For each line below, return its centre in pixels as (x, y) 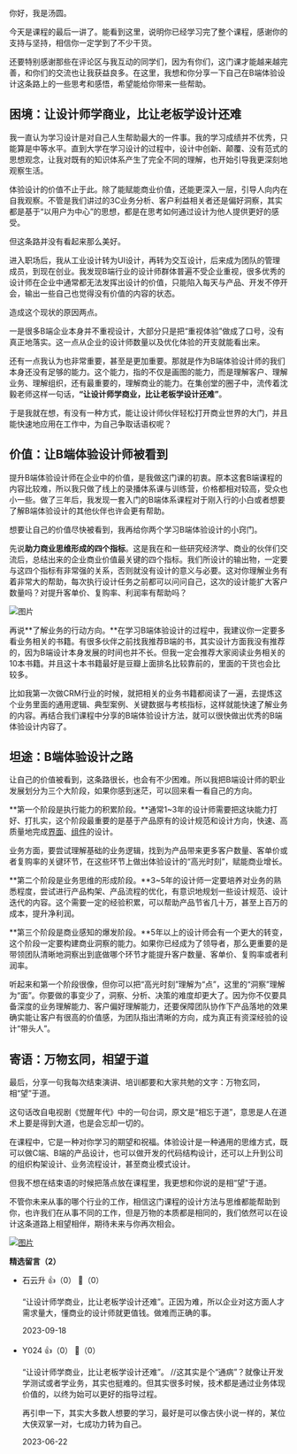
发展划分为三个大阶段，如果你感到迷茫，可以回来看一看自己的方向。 (133, 791)
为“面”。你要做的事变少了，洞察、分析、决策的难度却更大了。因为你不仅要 (145, 996)
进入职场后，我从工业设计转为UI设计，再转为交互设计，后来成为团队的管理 (145, 260)
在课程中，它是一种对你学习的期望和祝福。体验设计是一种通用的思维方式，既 (148, 1142)
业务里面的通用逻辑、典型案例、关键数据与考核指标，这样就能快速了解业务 (152, 704)
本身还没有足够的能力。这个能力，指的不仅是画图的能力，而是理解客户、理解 (148, 372)
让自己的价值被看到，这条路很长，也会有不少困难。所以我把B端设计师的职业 (147, 780)
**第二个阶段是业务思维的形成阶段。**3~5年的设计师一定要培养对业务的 (141, 881)
